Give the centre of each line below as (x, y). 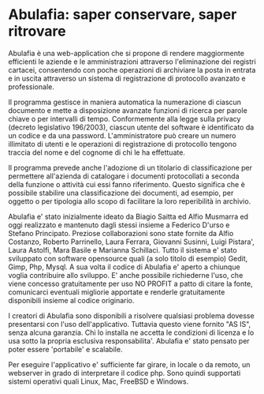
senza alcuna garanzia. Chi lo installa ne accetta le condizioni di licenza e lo (131, 332)
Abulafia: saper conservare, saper (123, 15)
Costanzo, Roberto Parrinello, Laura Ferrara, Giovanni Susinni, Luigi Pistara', (131, 242)
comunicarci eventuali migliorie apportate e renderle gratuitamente (117, 292)
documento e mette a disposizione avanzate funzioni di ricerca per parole (128, 110)
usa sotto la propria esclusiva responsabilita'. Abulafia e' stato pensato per (129, 340)
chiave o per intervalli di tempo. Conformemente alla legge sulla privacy (125, 118)
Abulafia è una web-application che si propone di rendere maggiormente (126, 53)
